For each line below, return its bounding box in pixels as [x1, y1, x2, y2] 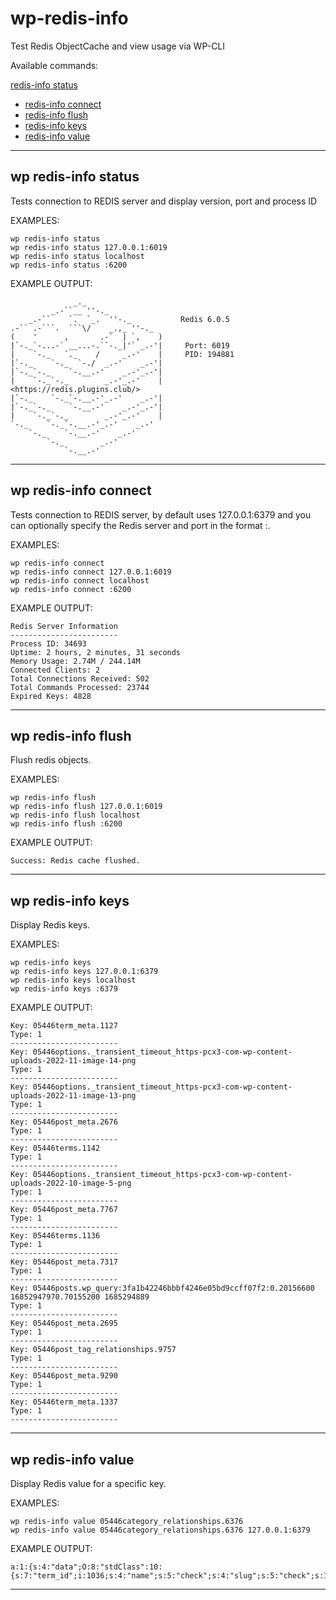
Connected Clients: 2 [10, 665, 101, 675]
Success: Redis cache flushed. [10, 856, 141, 866]
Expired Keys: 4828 [10, 691, 92, 701]
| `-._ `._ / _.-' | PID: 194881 [10, 349, 235, 359]
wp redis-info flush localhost [10, 810, 141, 821]
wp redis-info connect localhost [10, 575, 150, 586]
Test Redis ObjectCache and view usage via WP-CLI [10, 40, 226, 52]
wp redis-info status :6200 [10, 260, 128, 270]
